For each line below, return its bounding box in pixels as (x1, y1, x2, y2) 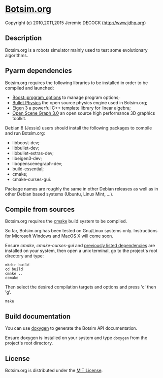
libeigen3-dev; (12, 155, 42, 161)
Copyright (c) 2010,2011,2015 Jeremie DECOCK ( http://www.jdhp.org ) (5, 20, 146, 26)
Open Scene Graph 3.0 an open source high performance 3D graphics (12, 110, 155, 116)
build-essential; (12, 166, 44, 172)
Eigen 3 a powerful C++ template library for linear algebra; (12, 105, 131, 111)
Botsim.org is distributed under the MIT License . (5, 368, 103, 373)
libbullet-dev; (12, 145, 39, 151)
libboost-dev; (12, 139, 40, 146)
